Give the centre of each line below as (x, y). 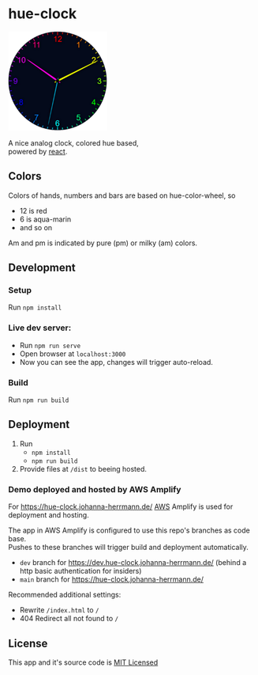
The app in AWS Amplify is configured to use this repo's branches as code (129, 530)
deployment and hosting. (49, 515)
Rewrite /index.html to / (59, 610)
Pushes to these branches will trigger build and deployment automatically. (128, 548)
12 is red (33, 210)
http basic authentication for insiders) (80, 571)
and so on (36, 227)
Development (42, 268)
